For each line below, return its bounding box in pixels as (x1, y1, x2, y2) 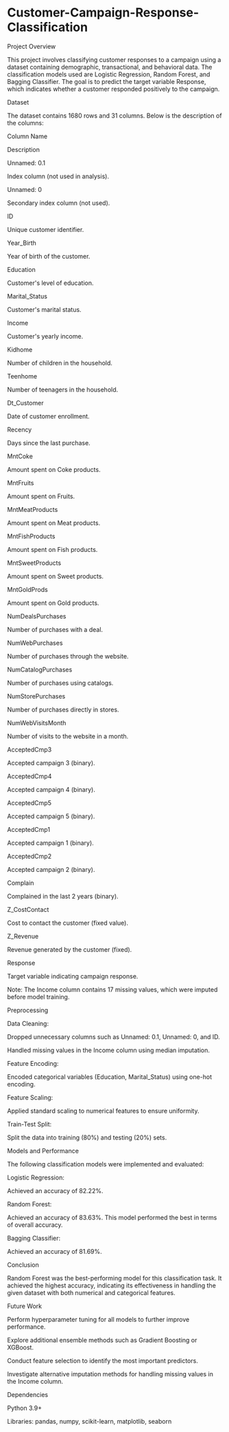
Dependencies (7, 1390, 49, 1398)
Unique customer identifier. (7, 225, 84, 233)
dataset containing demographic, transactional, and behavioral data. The (7, 63, 213, 71)
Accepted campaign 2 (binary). (7, 865, 95, 873)
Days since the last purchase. (7, 438, 91, 447)
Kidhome (7, 345, 33, 354)
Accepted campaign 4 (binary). (7, 785, 96, 793)
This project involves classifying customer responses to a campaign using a (7, 55, 221, 63)
